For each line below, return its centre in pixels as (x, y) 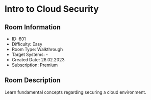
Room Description (33, 80)
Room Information (33, 27)
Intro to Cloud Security (52, 9)
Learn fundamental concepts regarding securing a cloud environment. (75, 92)
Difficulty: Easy (27, 44)
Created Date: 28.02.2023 (38, 60)
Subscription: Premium (35, 65)
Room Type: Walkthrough (37, 49)
